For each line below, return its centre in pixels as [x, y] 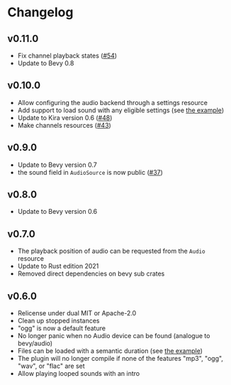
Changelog [40, 12]
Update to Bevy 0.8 [46, 63]
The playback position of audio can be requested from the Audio [111, 251]
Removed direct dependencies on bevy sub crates [91, 273]
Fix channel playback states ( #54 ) [67, 55]
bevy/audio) [35, 343]
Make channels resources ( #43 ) [64, 125]
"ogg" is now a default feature [62, 328]
